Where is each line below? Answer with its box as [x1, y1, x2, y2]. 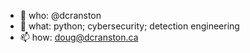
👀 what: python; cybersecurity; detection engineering [19, 20, 240, 32]
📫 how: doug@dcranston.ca [19, 31, 139, 43]
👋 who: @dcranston [19, 10, 102, 21]
